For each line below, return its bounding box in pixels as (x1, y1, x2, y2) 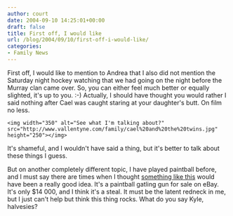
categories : (7, 43, 42, 50)
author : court (7, 10, 49, 18)
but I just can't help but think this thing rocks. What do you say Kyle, (7, 194, 204, 203)
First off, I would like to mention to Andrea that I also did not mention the (7, 68, 216, 77)
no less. (7, 106, 30, 114)
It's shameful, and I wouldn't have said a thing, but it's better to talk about (7, 144, 220, 152)
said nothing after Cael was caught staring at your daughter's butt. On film (7, 98, 222, 107)
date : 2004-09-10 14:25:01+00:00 (7, 17, 105, 24)
